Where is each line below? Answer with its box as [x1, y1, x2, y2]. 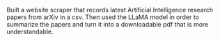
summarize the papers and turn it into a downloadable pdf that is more [6, 20, 209, 28]
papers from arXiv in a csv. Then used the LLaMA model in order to [6, 13, 200, 21]
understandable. [6, 27, 54, 36]
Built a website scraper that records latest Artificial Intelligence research [6, 6, 214, 14]
